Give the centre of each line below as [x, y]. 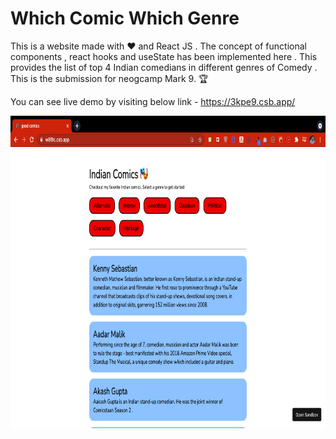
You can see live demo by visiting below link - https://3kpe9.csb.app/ [153, 101]
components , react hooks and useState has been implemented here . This [164, 56]
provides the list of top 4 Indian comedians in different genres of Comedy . [164, 67]
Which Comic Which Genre [125, 18]
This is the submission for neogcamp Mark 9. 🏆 [109, 78]
